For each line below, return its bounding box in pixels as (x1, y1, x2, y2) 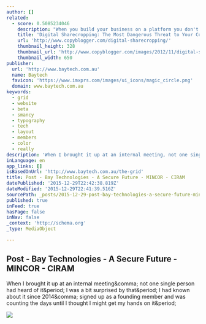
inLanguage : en (6, 157, 45, 163)
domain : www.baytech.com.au (12, 83, 84, 90)
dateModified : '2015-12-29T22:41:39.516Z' (6, 186, 116, 192)
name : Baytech (12, 72, 48, 78)
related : (6, 15, 29, 21)
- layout (12, 129, 34, 135)
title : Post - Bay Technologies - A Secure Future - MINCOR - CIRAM (6, 174, 185, 181)
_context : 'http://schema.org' (6, 220, 86, 226)
